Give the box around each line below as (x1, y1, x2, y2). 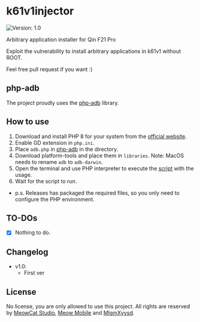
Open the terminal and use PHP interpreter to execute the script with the (14, 165, 194, 172)
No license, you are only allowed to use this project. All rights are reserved (6, 303, 190, 310)
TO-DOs (6, 213, 38, 223)
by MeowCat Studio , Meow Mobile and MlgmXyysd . (6, 309, 135, 317)
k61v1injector (6, 4, 74, 18)
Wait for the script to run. (14, 177, 77, 185)
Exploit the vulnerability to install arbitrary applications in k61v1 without (6, 47, 181, 55)
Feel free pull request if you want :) (6, 65, 93, 73)
